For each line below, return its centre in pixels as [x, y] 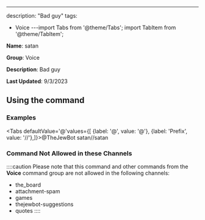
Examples [21, 118]
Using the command [45, 100]
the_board [28, 185]
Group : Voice [23, 58]
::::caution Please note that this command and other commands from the [97, 166]
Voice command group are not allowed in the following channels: [88, 173]
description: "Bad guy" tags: [42, 16]
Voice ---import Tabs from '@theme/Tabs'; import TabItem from [95, 27]
